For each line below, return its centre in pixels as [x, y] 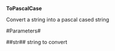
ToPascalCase [24, 8]
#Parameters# [24, 31]
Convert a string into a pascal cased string [58, 19]
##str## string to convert [37, 42]
